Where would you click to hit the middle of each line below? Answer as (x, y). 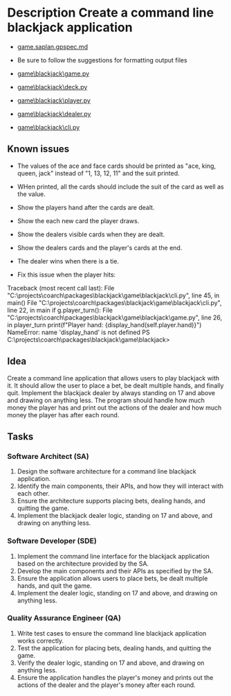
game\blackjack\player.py (54, 100)
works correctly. (40, 641)
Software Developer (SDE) (52, 541)
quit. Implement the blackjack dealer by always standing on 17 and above (111, 392)
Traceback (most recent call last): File (61, 288)
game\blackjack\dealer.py (54, 114)
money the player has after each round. (63, 415)
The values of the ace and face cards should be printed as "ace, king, (117, 166)
